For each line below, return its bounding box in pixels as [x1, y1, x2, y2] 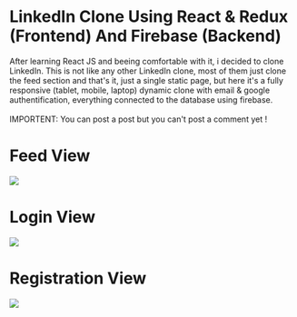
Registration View [9, 268, 147, 288]
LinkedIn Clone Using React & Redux [9, 6, 289, 27]
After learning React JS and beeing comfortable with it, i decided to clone [9, 55, 284, 66]
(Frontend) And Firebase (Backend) [9, 25, 282, 46]
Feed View [9, 145, 91, 166]
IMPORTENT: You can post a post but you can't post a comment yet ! [9, 114, 268, 124]
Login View [9, 207, 95, 228]
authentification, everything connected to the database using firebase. [9, 94, 273, 105]
